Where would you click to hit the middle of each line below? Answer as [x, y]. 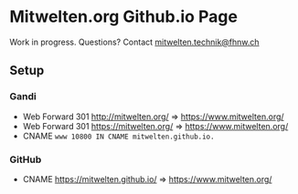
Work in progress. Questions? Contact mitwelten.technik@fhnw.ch [134, 42]
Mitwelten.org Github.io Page [123, 17]
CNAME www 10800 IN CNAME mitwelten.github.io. [118, 136]
